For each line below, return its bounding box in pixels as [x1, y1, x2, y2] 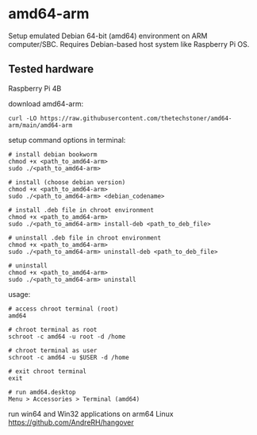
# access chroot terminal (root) [8, 305, 119, 313]
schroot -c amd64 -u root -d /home [8, 333, 126, 341]
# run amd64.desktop [8, 388, 77, 396]
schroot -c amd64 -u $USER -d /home [8, 353, 129, 361]
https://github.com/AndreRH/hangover [8, 418, 134, 427]
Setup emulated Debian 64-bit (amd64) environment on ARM [8, 31, 208, 40]
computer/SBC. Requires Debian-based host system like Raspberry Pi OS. [8, 39, 250, 48]
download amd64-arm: [8, 98, 84, 108]
